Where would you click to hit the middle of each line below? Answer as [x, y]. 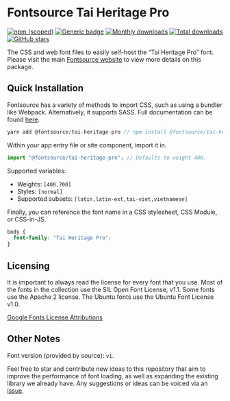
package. [20, 66]
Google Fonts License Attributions [55, 317]
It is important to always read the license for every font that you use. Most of [115, 282]
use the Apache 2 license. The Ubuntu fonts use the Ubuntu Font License [111, 297]
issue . [15, 390]
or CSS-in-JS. [27, 219]
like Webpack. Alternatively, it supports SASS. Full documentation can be [110, 112]
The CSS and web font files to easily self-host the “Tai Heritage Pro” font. [111, 52]
